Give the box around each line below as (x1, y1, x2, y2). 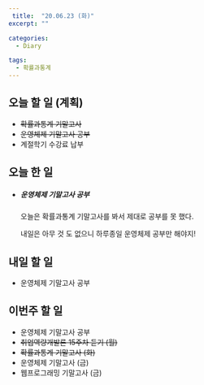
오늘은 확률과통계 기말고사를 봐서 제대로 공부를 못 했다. (20, 212, 194, 222)
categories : (8, 34, 49, 42)
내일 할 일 (8, 255, 54, 269)
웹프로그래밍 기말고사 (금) (20, 367, 102, 378)
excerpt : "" (8, 19, 49, 28)
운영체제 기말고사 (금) (20, 357, 89, 367)
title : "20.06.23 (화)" (11, 11, 95, 20)
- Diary (15, 41, 42, 50)
